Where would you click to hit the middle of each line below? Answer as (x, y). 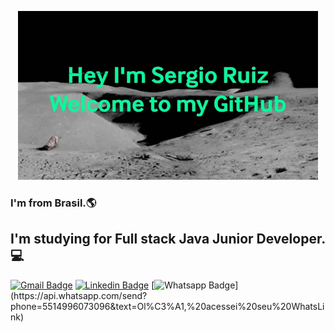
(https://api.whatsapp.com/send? (79, 295)
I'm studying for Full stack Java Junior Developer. (168, 239)
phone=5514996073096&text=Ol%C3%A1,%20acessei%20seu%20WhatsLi (167, 306)
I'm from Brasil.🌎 (53, 203)
